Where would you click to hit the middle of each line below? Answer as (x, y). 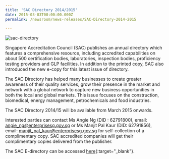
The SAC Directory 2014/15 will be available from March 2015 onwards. (79, 110)
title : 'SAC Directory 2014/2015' (42, 10)
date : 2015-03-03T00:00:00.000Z (39, 15)
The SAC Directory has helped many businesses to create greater (73, 79)
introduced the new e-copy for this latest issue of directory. (67, 69)
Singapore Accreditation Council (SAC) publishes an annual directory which (84, 48)
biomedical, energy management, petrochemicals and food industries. (78, 100)
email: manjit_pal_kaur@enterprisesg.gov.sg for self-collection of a (75, 131)
